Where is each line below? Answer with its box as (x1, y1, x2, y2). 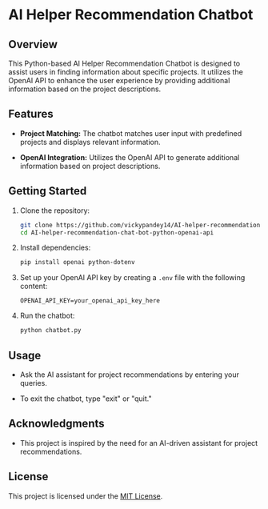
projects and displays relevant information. (19, 137, 161, 146)
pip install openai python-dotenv (19, 259, 135, 267)
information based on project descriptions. (19, 161, 161, 170)
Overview (8, 38, 58, 51)
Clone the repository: (19, 206, 90, 215)
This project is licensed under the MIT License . (8, 491, 163, 501)
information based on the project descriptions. (8, 84, 162, 94)
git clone (19, 221, 54, 229)
